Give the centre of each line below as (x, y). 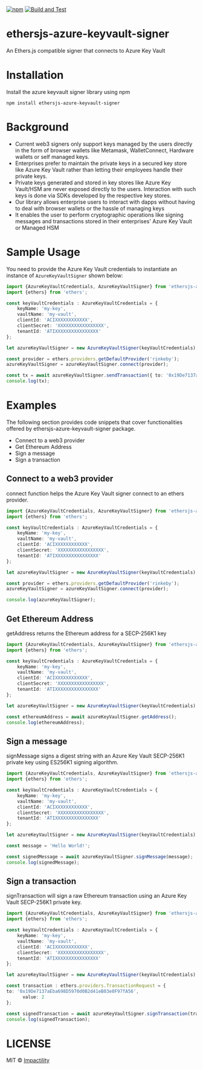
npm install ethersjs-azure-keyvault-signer (63, 103)
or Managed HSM (37, 227)
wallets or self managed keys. (52, 156)
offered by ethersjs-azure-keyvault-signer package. (71, 428)
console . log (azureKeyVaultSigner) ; (51, 600)
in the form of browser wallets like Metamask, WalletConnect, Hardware (105, 150)
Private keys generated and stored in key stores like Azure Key (93, 183)
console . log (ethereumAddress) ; (46, 722)
